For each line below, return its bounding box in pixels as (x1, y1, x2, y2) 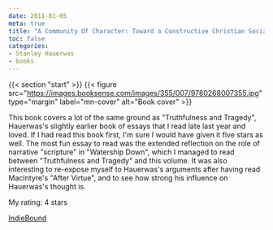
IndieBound (8, 213, 47, 223)
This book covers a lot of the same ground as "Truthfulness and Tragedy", (8, 112, 257, 122)
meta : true (8, 20, 45, 28)
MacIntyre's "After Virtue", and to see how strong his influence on (8, 172, 228, 183)
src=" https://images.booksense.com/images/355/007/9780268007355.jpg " (8, 88, 262, 98)
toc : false (8, 34, 45, 43)
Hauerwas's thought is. (8, 181, 87, 191)
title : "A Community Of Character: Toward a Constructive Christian (8, 27, 245, 35)
